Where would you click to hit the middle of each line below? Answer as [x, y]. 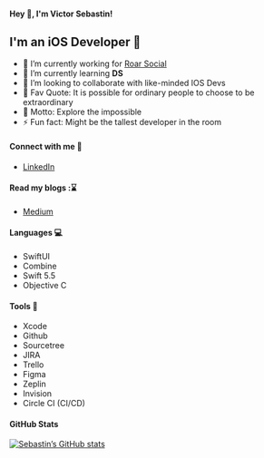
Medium [38, 211]
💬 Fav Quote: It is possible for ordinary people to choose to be [138, 93]
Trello [33, 365]
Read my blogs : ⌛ [43, 188]
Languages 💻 [36, 233]
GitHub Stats [34, 424]
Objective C [44, 286]
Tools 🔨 [24, 306]
